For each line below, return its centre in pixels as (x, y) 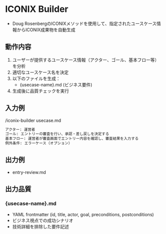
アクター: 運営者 (20, 129)
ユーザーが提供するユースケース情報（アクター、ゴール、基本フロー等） (86, 60)
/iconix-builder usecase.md (33, 120)
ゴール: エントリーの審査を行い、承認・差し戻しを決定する (57, 134)
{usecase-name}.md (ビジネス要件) (56, 84)
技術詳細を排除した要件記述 (41, 227)
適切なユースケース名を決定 (40, 72)
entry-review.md (29, 172)
